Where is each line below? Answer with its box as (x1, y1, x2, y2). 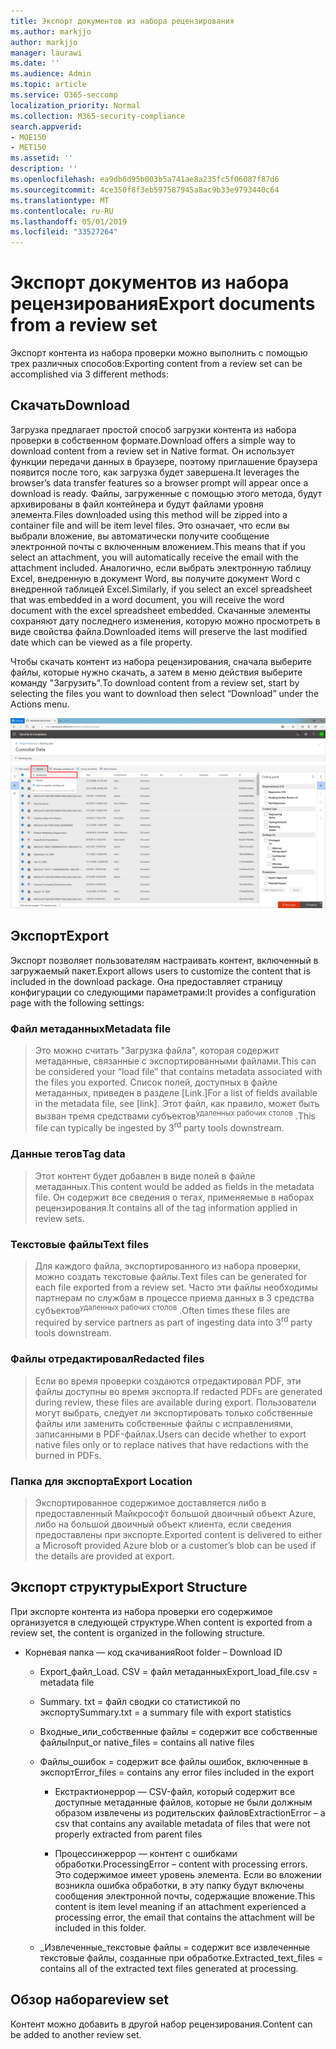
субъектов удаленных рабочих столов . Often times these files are (34, 1303, 291, 1316)
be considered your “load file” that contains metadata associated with (34, 1066, 323, 1078)
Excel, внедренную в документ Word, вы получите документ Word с (10, 572, 301, 584)
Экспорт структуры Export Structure (10, 1579, 248, 1596)
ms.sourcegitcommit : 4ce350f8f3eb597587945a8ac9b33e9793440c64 (10, 185, 280, 195)
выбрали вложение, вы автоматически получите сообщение (10, 530, 270, 542)
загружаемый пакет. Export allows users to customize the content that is (10, 965, 311, 977)
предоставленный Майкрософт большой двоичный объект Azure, (34, 1507, 317, 1519)
